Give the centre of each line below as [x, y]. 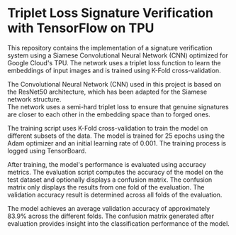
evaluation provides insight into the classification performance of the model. [119, 223]
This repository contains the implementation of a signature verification [110, 48]
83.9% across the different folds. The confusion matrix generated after [111, 216]
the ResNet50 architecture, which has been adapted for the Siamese [107, 92]
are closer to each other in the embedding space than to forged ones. [109, 114]
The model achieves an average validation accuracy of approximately [109, 208]
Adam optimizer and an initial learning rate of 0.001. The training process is [117, 143]
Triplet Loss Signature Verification [111, 13]
